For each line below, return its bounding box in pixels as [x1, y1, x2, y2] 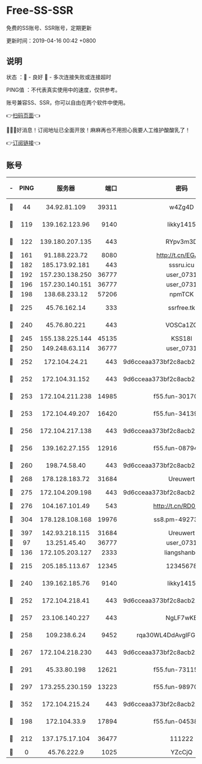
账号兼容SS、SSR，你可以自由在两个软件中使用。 [6, 99, 129, 106]
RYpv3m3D [165, 237, 198, 246]
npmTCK [169, 290, 194, 298]
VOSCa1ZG [165, 321, 198, 329]
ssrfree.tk [168, 303, 195, 312]
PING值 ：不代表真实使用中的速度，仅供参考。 [6, 86, 121, 93]
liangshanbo [164, 548, 200, 556]
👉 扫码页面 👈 [6, 112, 41, 119]
